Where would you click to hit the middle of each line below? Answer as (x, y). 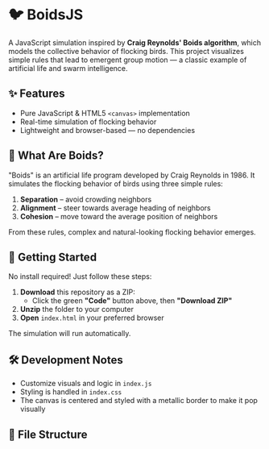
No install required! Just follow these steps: (80, 276)
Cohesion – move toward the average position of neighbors (119, 216)
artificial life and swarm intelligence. (68, 68)
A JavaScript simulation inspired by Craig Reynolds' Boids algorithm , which (135, 42)
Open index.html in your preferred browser (92, 318)
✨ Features (37, 94)
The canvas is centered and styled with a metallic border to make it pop (139, 401)
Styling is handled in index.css (71, 392)
